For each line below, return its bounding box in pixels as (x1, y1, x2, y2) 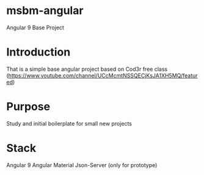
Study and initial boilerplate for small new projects (6, 120, 133, 127)
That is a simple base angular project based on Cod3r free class (6, 65, 168, 73)
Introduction (6, 45, 71, 59)
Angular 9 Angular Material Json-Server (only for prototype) (6, 161, 158, 168)
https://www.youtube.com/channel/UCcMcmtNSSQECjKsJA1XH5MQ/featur (8, 71, 198, 79)
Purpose (6, 100, 51, 113)
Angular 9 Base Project (6, 24, 64, 31)
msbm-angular (6, 4, 84, 18)
